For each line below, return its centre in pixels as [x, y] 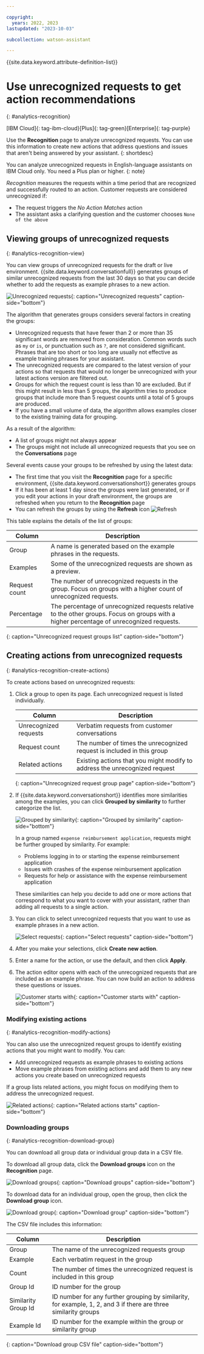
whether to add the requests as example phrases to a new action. [88, 284]
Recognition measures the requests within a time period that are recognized [101, 183]
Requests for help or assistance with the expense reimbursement [105, 875]
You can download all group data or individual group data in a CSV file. [95, 1153]
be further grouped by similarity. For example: [72, 844]
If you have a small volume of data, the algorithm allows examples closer [106, 410]
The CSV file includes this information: [54, 1224]
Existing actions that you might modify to [134, 760]
